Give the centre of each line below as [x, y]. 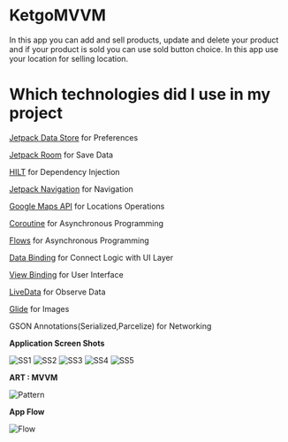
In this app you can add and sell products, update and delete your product [144, 40]
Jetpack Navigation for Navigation [72, 189]
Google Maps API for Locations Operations [87, 206]
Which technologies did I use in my [140, 95]
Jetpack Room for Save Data [61, 155]
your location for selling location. [69, 58]
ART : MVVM [34, 377]
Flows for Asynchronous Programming [80, 240]
